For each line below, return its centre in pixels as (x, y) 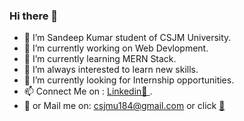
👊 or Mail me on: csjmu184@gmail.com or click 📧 (124, 106)
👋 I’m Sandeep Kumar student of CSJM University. (127, 38)
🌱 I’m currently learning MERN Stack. (100, 59)
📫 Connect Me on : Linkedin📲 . (88, 91)
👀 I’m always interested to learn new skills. (111, 70)
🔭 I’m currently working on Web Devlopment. (116, 48)
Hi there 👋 (34, 16)
